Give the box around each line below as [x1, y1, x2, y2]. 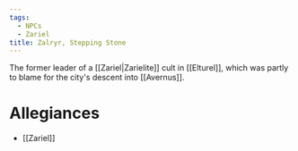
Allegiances [9, 104, 101, 123]
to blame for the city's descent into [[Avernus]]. [9, 72, 185, 83]
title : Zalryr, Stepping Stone [9, 38, 127, 47]
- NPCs [17, 21, 42, 30]
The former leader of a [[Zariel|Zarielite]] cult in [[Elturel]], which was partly [9, 63, 289, 73]
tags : [9, 13, 30, 22]
